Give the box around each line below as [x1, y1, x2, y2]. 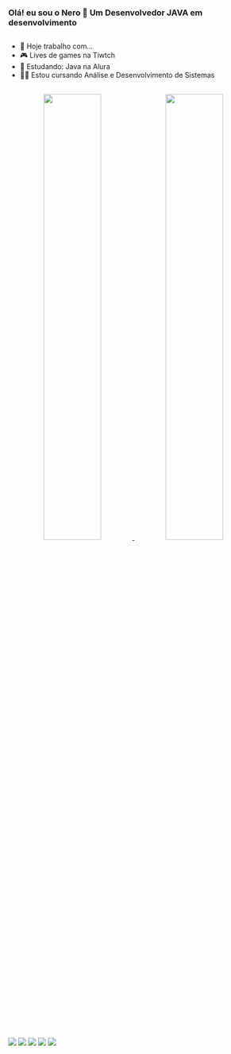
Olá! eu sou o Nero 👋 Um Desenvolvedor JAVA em [8, 7, 203, 18]
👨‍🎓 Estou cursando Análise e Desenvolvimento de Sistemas [19, 71, 215, 80]
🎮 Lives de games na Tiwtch [19, 51, 115, 60]
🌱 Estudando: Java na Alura [19, 62, 111, 71]
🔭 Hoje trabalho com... [19, 41, 94, 51]
